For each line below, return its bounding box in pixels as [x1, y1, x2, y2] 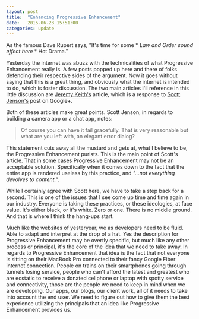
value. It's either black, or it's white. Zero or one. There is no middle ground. [6, 206, 192, 214]
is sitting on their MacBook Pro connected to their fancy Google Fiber [6, 256, 176, 263]
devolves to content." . [6, 176, 60, 183]
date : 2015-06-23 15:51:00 [6, 20, 78, 26]
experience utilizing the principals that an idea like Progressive [6, 300, 159, 307]
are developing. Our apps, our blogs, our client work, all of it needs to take [6, 288, 188, 295]
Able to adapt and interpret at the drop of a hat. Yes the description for [6, 230, 179, 238]
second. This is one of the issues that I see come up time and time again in [6, 194, 189, 201]
